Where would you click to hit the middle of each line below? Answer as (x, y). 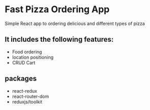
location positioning (33, 57)
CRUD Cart (24, 63)
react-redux (25, 91)
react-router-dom (31, 96)
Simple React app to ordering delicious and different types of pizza (75, 23)
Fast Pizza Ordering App (57, 9)
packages (21, 79)
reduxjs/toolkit (27, 102)
